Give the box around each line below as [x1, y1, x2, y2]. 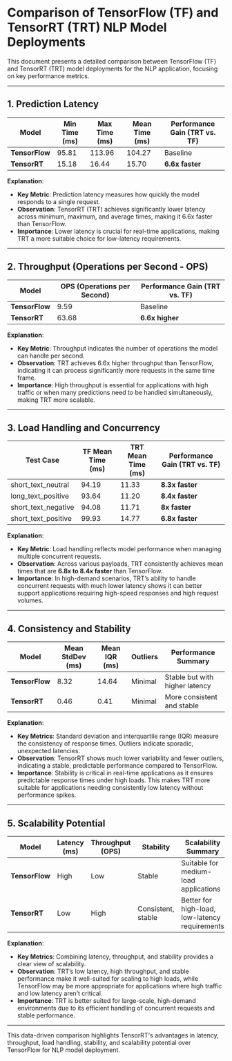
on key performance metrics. [7, 71, 90, 80]
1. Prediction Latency [7, 98, 99, 110]
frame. [17, 373, 37, 382]
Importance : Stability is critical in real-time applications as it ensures [17, 769, 213, 777]
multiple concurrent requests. [17, 552, 101, 561]
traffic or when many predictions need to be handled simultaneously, [17, 388, 213, 396]
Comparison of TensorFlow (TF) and [7, 5, 219, 21]
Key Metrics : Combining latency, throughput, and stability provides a [17, 952, 214, 961]
